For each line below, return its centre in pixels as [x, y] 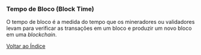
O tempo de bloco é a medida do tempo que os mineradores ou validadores [100, 22]
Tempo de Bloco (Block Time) [50, 9]
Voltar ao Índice [26, 46]
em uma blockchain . [32, 35]
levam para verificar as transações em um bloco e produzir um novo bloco [99, 28]
